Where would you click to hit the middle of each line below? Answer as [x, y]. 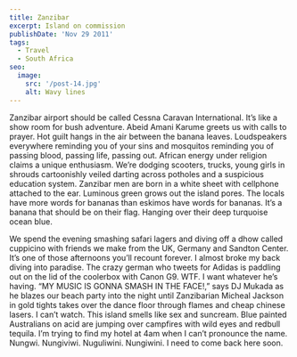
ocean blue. [31, 221]
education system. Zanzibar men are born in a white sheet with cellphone [144, 183]
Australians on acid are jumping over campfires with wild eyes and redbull [145, 324]
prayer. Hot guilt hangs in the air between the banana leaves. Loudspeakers [148, 136]
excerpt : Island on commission [67, 26]
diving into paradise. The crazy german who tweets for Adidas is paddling [145, 267]
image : [29, 76]
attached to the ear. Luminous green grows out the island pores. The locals [147, 193]
